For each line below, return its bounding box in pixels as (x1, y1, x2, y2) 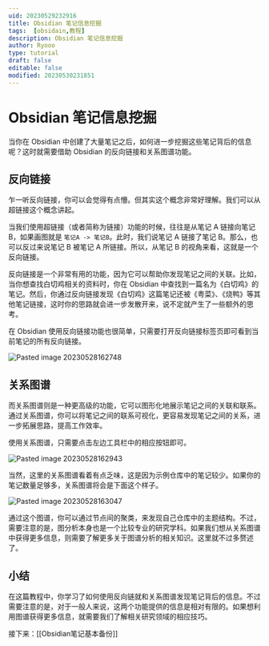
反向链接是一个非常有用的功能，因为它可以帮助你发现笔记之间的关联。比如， (8, 270, 261, 279)
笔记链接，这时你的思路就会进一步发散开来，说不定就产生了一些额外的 (14, 299, 247, 309)
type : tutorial (8, 49, 59, 57)
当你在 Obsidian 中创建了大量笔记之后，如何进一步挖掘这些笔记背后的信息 (8, 136, 252, 146)
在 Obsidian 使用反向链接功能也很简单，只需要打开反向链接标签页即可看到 (8, 327, 252, 336)
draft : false (8, 57, 52, 65)
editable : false (8, 64, 62, 72)
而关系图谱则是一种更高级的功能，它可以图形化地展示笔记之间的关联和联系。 (8, 400, 261, 410)
